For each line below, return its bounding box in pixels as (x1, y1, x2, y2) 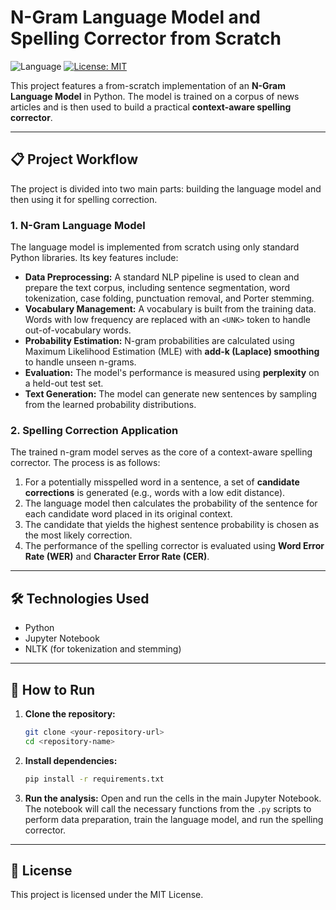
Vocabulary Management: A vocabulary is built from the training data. (24, 303, 317, 315)
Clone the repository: (24, 707, 116, 720)
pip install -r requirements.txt (24, 774, 165, 784)
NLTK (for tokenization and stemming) (24, 643, 182, 655)
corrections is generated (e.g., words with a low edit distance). (24, 487, 286, 499)
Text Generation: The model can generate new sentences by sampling (24, 388, 318, 400)
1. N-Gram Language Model (10, 218, 146, 232)
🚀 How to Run (10, 681, 96, 698)
